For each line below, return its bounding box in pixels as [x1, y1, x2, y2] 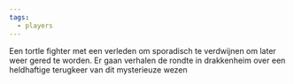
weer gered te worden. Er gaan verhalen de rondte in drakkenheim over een [9, 55, 286, 65]
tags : [9, 12, 29, 22]
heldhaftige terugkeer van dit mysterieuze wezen [9, 64, 188, 75]
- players [17, 21, 53, 30]
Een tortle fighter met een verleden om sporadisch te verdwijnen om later [9, 45, 276, 56]
